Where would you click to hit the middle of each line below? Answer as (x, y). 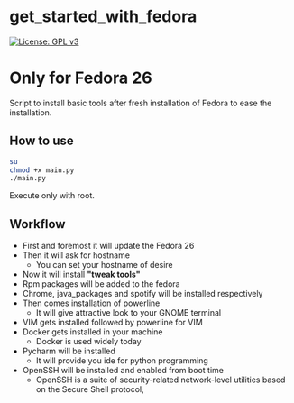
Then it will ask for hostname (76, 255)
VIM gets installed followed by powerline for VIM (112, 323)
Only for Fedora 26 (81, 78)
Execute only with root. (52, 196)
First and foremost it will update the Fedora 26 (108, 246)
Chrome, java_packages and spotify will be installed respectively (142, 294)
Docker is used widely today (88, 342)
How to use (41, 141)
